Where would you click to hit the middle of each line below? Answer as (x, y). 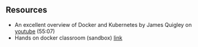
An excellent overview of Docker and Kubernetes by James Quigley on (103, 24)
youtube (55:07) (35, 31)
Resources (27, 10)
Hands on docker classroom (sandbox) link (68, 38)
